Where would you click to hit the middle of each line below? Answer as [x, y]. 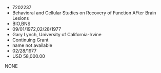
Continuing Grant [30, 40]
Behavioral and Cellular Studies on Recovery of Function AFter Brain [84, 13]
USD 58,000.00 [29, 56]
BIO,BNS [21, 23]
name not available [32, 45]
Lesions [21, 18]
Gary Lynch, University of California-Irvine [57, 34]
